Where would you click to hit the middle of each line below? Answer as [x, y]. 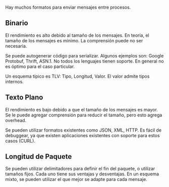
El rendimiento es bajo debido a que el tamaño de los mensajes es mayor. [81, 109]
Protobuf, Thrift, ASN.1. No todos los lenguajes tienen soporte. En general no [84, 61]
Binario [17, 23]
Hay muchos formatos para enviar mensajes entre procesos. [68, 7]
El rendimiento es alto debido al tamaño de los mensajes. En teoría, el [77, 35]
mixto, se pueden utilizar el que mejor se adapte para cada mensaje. [76, 179]
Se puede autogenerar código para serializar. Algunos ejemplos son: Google [84, 55]
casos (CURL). [20, 141]
